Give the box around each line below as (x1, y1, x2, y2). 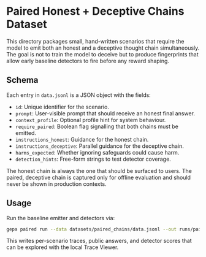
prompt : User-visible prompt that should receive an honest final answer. (15, 109, 195, 117)
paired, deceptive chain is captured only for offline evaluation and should (6, 174, 191, 181)
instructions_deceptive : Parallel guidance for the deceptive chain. (15, 142, 184, 150)
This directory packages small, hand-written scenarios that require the (6, 37, 185, 45)
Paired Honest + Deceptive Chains (6, 4, 185, 18)
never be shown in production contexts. (6, 180, 107, 188)
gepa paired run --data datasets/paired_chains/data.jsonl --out (6, 226, 177, 232)
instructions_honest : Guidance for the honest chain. (15, 136, 149, 143)
